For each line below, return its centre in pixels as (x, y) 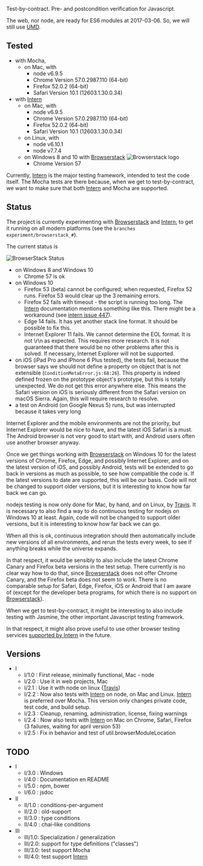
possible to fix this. (47, 328)
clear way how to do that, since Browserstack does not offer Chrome (92, 573)
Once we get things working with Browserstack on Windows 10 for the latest (101, 454)
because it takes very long (48, 411)
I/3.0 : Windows (43, 773)
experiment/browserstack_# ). (42, 234)
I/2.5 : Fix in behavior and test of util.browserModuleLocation (100, 733)
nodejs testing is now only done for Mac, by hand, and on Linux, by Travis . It (101, 504)
